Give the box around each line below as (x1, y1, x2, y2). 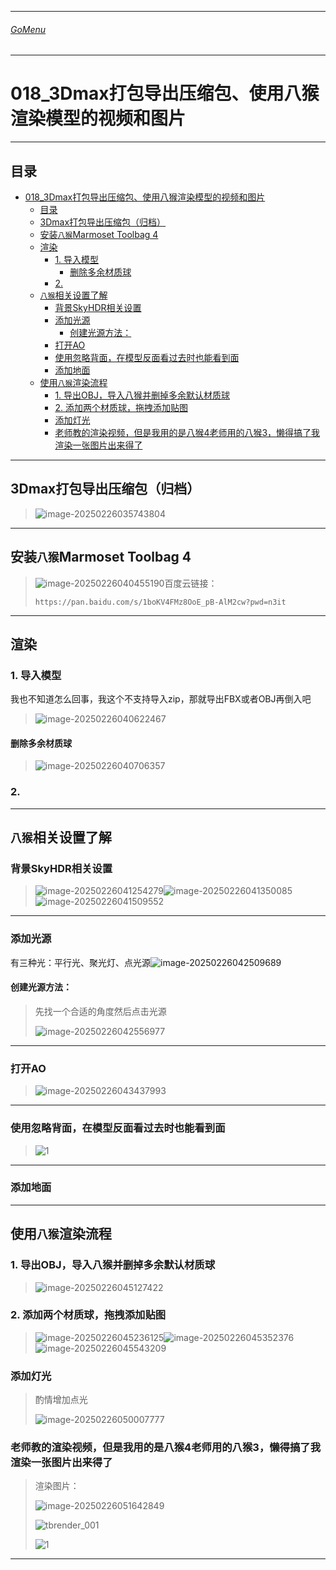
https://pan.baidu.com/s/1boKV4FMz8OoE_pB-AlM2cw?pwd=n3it (34, 597, 287, 607)
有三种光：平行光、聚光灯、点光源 (10, 956, 151, 968)
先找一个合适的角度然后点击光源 (34, 1005, 167, 1017)
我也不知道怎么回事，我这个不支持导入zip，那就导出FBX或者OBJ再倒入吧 (10, 693, 312, 705)
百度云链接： (164, 577, 218, 589)
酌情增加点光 (34, 1394, 88, 1406)
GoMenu (10, 23, 47, 35)
